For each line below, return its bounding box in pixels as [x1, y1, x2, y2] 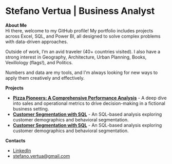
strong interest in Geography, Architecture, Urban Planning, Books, [5, 54, 147, 60]
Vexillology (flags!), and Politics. [5, 59, 73, 65]
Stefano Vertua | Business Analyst [5, 5, 155, 17]
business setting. [12, 105, 49, 112]
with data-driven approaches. [5, 39, 68, 45]
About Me [5, 22, 27, 28]
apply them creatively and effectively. [5, 75, 85, 81]
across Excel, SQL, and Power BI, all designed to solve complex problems [5, 33, 161, 39]
